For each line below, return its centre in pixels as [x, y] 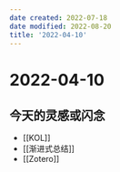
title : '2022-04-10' [49, 35]
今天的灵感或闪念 [57, 115]
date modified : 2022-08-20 [60, 26]
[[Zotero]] [41, 159]
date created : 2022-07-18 [58, 18]
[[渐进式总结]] [49, 149]
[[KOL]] [36, 138]
